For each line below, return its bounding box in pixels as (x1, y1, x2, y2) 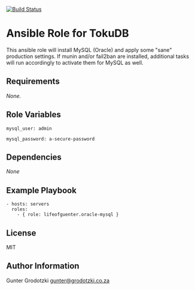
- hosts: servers (6, 201, 50, 207)
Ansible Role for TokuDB (6, 27, 130, 40)
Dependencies (6, 152, 62, 162)
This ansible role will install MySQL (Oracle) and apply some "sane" (6, 46, 172, 53)
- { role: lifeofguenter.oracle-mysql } (17, 212, 119, 218)
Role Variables (6, 109, 61, 120)
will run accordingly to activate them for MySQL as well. (6, 59, 144, 66)
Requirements (6, 77, 60, 87)
